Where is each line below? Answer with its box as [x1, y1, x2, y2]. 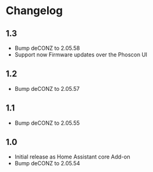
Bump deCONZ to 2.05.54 [14, 160, 80, 167]
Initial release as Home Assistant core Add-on [14, 153, 130, 160]
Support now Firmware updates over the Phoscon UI [14, 51, 147, 58]
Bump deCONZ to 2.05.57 [14, 85, 80, 92]
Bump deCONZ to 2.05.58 [14, 44, 80, 52]
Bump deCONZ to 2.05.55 [14, 119, 80, 127]
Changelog [6, 4, 63, 18]
